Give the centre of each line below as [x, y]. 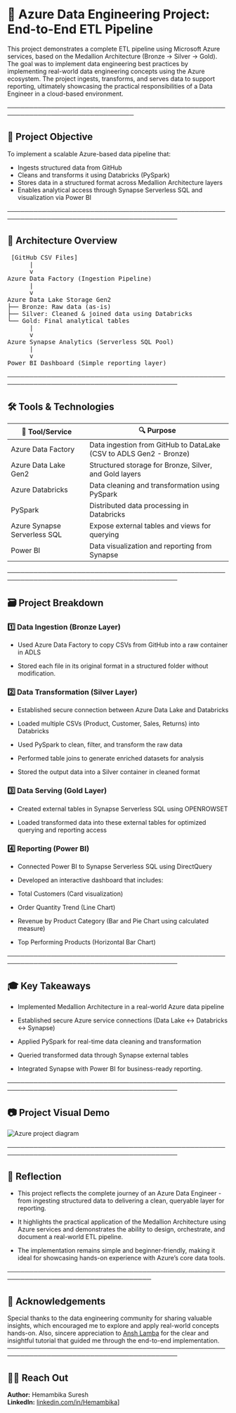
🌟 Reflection [34, 1176]
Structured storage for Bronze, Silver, [151, 465]
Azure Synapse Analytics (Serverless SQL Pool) [91, 342]
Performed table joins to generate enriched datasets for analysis [111, 759]
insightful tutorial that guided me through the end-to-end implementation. [113, 1341]
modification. [37, 673]
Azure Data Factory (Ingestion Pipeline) [80, 278]
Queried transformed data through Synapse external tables [103, 1055]
